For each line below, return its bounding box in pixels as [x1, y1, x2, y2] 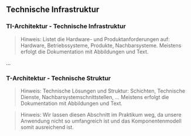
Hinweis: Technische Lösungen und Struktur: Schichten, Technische [20, 87, 186, 94]
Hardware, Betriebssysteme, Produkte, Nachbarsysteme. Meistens [20, 42, 182, 49]
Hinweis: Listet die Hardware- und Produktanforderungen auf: [20, 35, 170, 43]
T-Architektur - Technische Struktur [6, 74, 111, 82]
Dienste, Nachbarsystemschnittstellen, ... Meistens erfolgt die [20, 93, 169, 100]
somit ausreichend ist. [20, 123, 74, 131]
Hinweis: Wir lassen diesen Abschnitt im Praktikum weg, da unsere [20, 111, 182, 118]
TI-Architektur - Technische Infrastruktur [6, 22, 126, 30]
